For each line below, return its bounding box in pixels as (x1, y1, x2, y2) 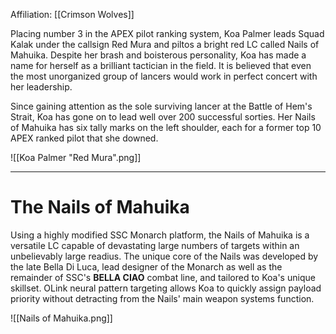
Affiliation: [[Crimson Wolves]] (10, 9, 135, 20)
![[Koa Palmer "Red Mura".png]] (10, 152, 142, 163)
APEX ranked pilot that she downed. (10, 132, 159, 144)
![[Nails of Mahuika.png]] (10, 312, 113, 324)
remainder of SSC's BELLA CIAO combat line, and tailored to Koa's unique (10, 271, 316, 283)
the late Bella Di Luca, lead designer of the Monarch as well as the (10, 260, 283, 273)
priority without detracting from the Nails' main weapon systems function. (10, 292, 315, 304)
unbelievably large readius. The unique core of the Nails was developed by (10, 250, 319, 262)
